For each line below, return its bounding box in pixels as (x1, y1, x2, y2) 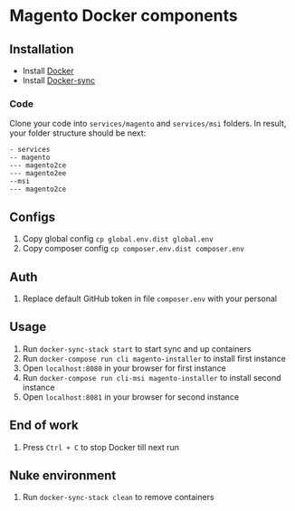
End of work (9, 418, 79, 433)
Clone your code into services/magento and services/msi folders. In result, (9, 118, 287, 129)
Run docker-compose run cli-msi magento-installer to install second (22, 372, 282, 383)
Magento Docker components (9, 5, 238, 26)
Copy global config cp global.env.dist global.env (22, 233, 214, 244)
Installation (9, 42, 74, 57)
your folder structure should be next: (9, 128, 147, 138)
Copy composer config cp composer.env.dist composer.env (22, 243, 244, 254)
